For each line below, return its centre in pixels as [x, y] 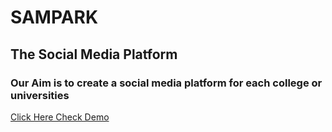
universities [40, 95]
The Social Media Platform [94, 54]
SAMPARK [54, 17]
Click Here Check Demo [60, 117]
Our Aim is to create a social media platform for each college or [166, 83]
